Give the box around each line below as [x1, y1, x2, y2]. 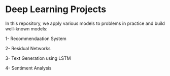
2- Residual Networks [5, 45, 51, 51]
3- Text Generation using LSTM [5, 55, 71, 61]
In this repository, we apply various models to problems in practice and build [5, 20, 165, 26]
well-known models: [5, 25, 48, 31]
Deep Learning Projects [5, 4, 107, 15]
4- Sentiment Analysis [5, 65, 52, 71]
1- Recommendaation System [5, 35, 67, 42]
